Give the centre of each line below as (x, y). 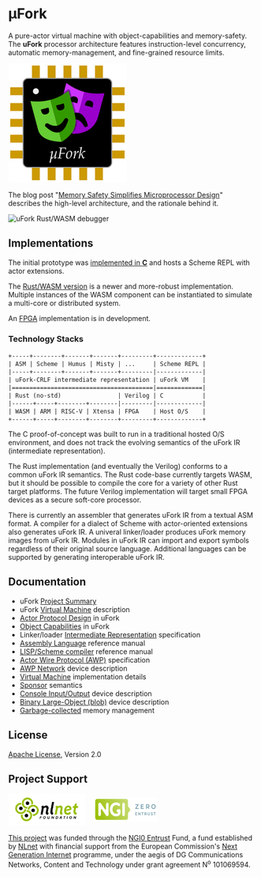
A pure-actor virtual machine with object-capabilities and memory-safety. (127, 36)
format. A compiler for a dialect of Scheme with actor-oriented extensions (128, 524)
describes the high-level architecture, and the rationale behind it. (114, 203)
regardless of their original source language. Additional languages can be (127, 549)
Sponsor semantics (51, 685)
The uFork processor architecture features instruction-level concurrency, (127, 43)
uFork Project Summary (58, 601)
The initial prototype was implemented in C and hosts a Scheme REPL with (129, 263)
